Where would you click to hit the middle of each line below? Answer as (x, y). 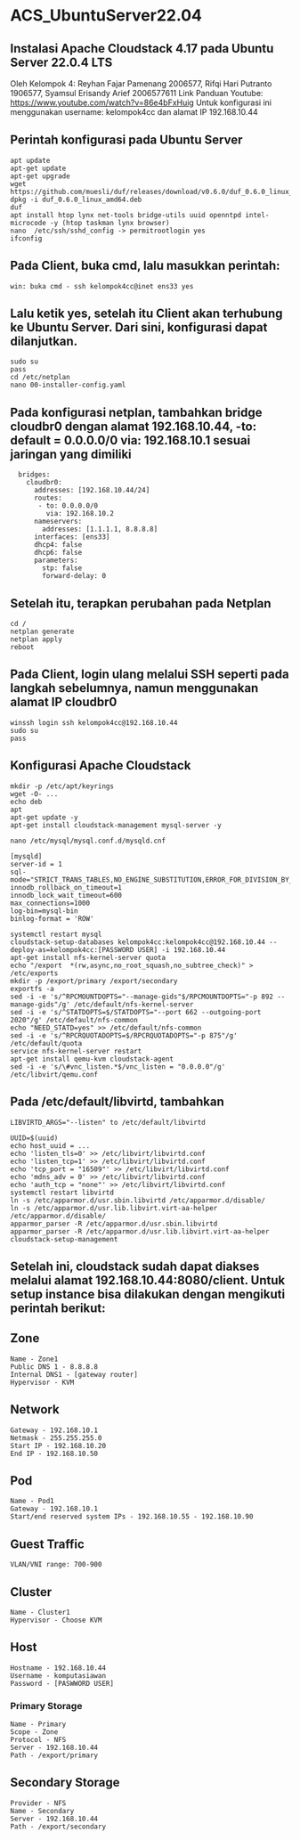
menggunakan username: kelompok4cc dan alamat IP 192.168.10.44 (134, 112)
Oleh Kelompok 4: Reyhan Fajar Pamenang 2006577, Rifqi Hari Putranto (141, 84)
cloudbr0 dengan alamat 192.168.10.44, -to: (134, 426)
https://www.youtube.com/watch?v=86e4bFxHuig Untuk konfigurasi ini (141, 102)
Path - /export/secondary (58, 1827)
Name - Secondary (42, 1811)
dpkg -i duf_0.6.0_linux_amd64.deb (76, 199)
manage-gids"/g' (40, 1004)
